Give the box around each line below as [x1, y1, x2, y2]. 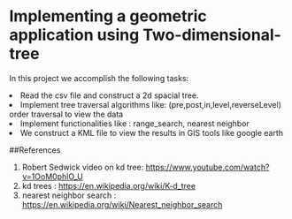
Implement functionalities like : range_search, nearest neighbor [20, 117, 250, 129]
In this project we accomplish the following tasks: [9, 72, 189, 83]
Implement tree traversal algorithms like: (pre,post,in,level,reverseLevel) [20, 99, 281, 109]
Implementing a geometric [9, 6, 208, 26]
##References [9, 144, 61, 155]
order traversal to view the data [9, 109, 124, 119]
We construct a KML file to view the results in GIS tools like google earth [20, 127, 284, 138]
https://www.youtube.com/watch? [145, 162, 270, 172]
